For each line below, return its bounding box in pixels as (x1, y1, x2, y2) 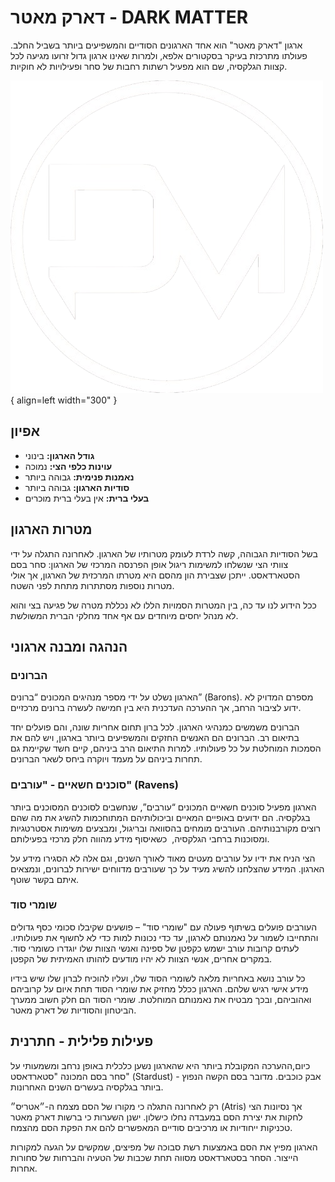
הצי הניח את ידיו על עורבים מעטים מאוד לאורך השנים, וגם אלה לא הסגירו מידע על (10, 852, 316, 864)
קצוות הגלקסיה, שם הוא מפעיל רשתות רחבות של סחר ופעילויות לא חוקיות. (10, 60, 288, 72)
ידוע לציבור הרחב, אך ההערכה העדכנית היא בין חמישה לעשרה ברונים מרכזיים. (10, 702, 302, 714)
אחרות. (10, 1162, 38, 1174)
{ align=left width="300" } (10, 394, 118, 406)
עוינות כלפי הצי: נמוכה (24, 460, 113, 472)
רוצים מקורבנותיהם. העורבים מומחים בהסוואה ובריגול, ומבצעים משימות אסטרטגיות (10, 822, 322, 834)
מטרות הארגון (10, 521, 93, 538)
